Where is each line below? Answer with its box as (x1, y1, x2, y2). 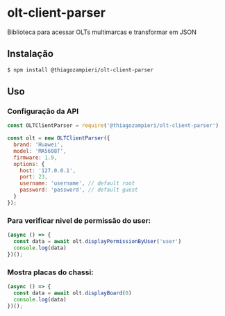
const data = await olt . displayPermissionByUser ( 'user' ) (13, 238, 182, 244)
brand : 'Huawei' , (13, 141, 64, 149)
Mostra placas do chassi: (7, 267, 94, 277)
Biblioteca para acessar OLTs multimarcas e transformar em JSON (7, 28, 197, 36)
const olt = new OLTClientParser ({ (7, 135, 110, 142)
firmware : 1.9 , (13, 154, 58, 161)
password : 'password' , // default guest (19, 186, 138, 194)
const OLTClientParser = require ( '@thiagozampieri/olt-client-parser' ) (7, 122, 219, 129)
